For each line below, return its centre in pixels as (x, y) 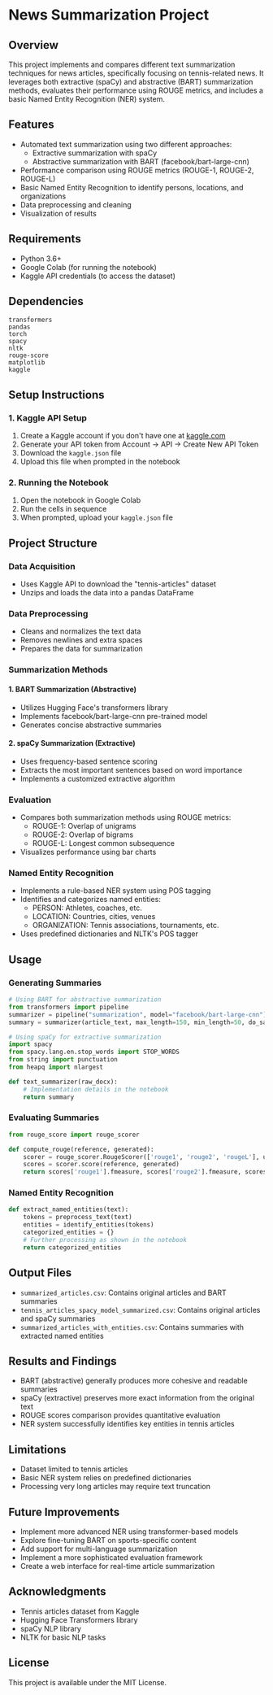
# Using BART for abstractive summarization (85, 1000)
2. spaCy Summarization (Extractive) (72, 743)
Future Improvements (64, 1512)
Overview (34, 45)
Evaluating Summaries (54, 1118)
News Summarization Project (109, 15)
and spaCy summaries (58, 1318)
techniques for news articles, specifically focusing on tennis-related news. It (136, 73)
